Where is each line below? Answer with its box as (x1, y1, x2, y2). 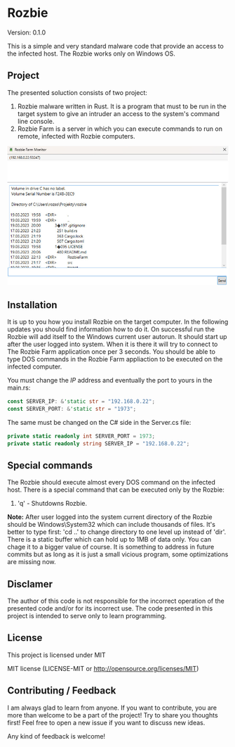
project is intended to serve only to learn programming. (7, 612, 167, 620)
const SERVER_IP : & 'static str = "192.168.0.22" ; (7, 397, 156, 405)
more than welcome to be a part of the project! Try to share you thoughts (7, 710, 219, 719)
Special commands (7, 459, 93, 471)
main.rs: (7, 383, 31, 392)
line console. (17, 117, 55, 125)
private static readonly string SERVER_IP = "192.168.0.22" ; (7, 440, 190, 447)
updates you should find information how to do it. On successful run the (7, 325, 215, 333)
